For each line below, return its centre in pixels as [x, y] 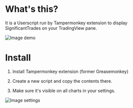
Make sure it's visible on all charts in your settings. [64, 91]
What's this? [32, 9]
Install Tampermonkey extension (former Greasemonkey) [70, 71]
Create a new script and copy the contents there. [62, 81]
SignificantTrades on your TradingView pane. [51, 28]
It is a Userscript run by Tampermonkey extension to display [66, 23]
